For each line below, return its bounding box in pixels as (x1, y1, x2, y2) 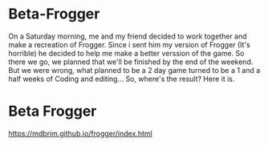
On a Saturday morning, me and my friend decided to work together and (8, 31, 247, 41)
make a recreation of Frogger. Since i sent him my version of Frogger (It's (8, 39, 251, 49)
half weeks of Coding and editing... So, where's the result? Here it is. (8, 74, 235, 83)
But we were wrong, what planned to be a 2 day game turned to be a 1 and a (8, 65, 261, 75)
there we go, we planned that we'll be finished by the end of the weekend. (8, 57, 254, 67)
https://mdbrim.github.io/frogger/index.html (8, 128, 152, 138)
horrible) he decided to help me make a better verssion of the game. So (8, 48, 245, 58)
